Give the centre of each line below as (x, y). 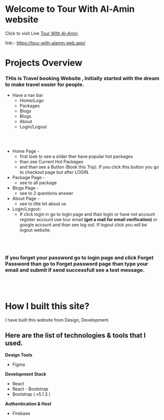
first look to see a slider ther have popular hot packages (76, 156)
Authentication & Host (28, 404)
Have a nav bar (28, 95)
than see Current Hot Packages (51, 162)
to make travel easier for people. (45, 85)
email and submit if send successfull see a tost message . (75, 270)
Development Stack (26, 374)
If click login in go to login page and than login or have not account (87, 214)
